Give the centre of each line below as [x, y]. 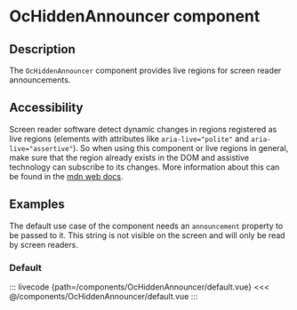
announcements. [40, 80]
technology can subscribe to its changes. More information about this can [144, 167]
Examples [37, 205]
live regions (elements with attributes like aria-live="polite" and [129, 139]
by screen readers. [44, 244]
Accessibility [46, 108]
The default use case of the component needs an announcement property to [146, 226]
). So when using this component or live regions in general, [181, 147]
